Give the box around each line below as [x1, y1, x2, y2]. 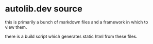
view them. [5, 24, 27, 30]
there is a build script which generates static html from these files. [5, 33, 137, 39]
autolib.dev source [5, 3, 83, 14]
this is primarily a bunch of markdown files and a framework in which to [5, 19, 148, 25]
